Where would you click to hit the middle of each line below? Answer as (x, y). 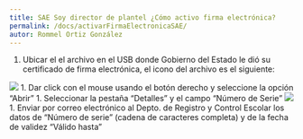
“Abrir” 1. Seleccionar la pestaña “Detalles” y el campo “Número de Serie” (146, 99)
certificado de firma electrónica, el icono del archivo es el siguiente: (148, 69)
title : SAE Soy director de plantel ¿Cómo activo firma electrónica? (143, 17)
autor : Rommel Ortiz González (66, 34)
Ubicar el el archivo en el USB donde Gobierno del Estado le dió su (146, 60)
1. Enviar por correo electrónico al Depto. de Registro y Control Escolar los (147, 108)
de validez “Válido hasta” (55, 127)
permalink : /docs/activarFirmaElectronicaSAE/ (98, 26)
